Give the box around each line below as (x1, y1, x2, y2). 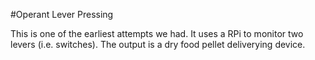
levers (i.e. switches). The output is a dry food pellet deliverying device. (10, 39, 306, 50)
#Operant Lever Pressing (10, 9, 114, 20)
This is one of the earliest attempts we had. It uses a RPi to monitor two (10, 28, 304, 39)
